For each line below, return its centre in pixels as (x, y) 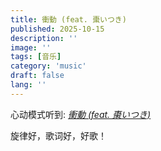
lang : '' (28, 85)
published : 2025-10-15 (57, 29)
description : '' (44, 38)
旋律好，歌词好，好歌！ (58, 135)
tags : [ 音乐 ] (36, 57)
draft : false (37, 76)
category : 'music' (48, 66)
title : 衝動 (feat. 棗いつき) (68, 19)
